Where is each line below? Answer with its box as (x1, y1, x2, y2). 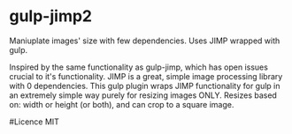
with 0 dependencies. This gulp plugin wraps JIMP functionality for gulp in (9, 80, 280, 91)
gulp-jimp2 (9, 6, 93, 26)
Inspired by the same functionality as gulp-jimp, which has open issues (9, 62, 268, 72)
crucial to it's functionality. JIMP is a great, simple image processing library (9, 71, 283, 81)
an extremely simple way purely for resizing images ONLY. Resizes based (9, 90, 277, 100)
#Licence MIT (9, 116, 60, 127)
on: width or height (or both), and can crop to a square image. (9, 99, 234, 109)
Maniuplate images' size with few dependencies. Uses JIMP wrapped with (9, 35, 280, 46)
